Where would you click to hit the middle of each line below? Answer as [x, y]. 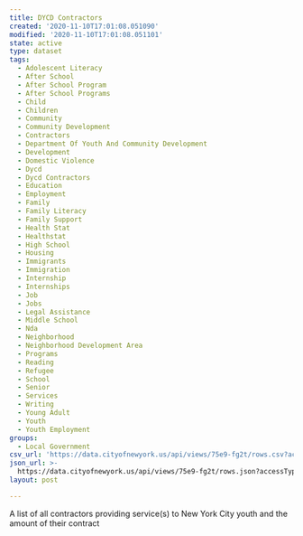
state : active [36, 43]
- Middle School [48, 320]
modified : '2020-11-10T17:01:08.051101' [87, 34]
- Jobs [30, 304]
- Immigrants [42, 262]
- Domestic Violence [56, 160]
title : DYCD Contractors [56, 18]
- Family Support [50, 219]
